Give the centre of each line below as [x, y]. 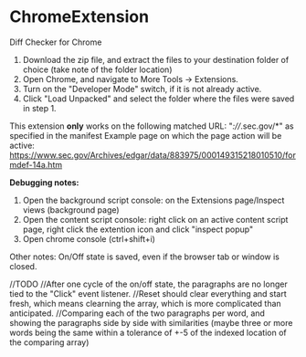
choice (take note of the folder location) [97, 69]
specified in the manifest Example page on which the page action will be [146, 135]
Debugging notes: [44, 182]
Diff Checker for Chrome [56, 42]
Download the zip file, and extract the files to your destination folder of [156, 59]
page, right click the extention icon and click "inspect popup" [138, 229]
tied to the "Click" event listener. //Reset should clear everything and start [148, 293]
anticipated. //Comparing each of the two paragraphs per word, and [137, 313]
